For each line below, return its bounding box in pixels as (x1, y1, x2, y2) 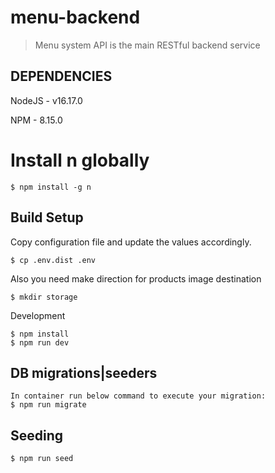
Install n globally (10, 149, 150, 171)
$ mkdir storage (10, 292, 78, 302)
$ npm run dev (10, 337, 70, 348)
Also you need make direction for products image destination (10, 272, 262, 285)
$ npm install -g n (10, 182, 92, 192)
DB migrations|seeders (10, 364, 158, 381)
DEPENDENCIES (10, 68, 113, 85)
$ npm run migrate (10, 400, 87, 410)
